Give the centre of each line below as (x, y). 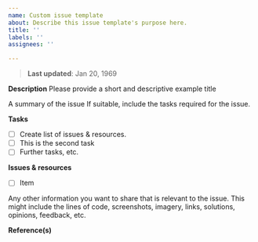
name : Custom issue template (56, 15)
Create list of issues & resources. (73, 135)
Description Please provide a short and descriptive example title (113, 89)
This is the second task (57, 143)
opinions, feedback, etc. (47, 215)
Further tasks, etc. (49, 152)
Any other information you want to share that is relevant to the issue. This (127, 199)
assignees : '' (31, 45)
